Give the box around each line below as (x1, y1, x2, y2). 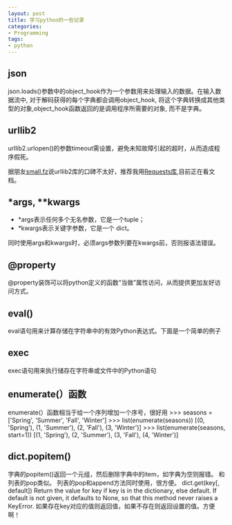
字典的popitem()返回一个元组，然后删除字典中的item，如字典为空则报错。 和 (8, 470, 225, 478)
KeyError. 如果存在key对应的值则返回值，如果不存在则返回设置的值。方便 (8, 502, 215, 510)
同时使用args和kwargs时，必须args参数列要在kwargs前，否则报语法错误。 (8, 239, 220, 247)
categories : (8, 23, 42, 30)
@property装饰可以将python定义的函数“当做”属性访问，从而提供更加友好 (8, 278, 215, 287)
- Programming (8, 29, 49, 37)
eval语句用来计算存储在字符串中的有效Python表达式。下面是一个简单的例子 (8, 327, 222, 335)
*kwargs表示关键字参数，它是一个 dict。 (17, 224, 133, 232)
